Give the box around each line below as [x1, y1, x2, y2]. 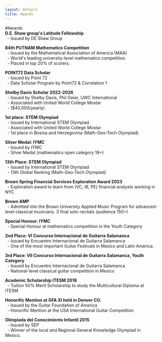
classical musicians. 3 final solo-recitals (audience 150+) [15, 208, 128, 214]
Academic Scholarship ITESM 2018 [5, 277, 77, 283]
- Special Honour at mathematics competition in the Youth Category [7, 223, 143, 229]
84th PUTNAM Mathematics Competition [5, 45, 89, 51]
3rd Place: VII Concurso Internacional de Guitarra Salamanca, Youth [5, 252, 144, 258]
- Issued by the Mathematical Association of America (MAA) [7, 50, 127, 56]
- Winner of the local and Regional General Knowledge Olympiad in [7, 327, 141, 333]
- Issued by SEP [7, 322, 40, 328]
